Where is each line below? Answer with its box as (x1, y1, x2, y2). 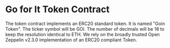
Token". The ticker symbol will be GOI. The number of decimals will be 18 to (5, 26, 165, 32)
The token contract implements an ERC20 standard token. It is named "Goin (5, 20, 165, 27)
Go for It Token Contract (5, 4, 110, 15)
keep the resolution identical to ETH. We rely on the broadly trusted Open (5, 31, 160, 37)
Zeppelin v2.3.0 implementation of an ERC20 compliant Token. (5, 37, 137, 43)
